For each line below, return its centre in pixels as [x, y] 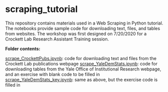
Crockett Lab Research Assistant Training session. [57, 39]
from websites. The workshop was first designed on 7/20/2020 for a [76, 33]
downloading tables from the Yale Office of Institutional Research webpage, [83, 69]
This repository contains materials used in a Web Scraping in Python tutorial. [84, 23]
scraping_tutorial [41, 9]
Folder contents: [23, 48]
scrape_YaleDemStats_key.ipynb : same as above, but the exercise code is [81, 79]
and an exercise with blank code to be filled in [53, 74]
